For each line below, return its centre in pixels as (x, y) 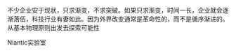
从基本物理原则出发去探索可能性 (53, 28)
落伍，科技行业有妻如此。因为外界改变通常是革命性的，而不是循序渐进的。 (121, 19)
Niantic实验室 (27, 43)
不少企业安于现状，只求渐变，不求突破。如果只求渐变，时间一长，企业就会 (115, 10)
